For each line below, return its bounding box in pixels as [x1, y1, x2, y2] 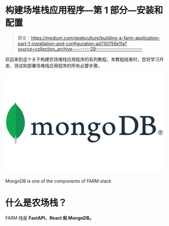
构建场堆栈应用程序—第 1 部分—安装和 [5, 5, 163, 16]
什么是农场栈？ [5, 197, 67, 209]
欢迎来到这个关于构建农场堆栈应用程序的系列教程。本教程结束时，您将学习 [5, 56, 159, 62]
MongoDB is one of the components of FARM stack [5, 178, 112, 184]
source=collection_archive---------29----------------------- [17, 46, 142, 52]
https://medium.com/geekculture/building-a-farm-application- [31, 35, 160, 41]
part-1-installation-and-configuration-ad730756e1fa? [17, 40, 127, 46]
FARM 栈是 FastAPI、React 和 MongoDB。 [5, 215, 94, 221]
